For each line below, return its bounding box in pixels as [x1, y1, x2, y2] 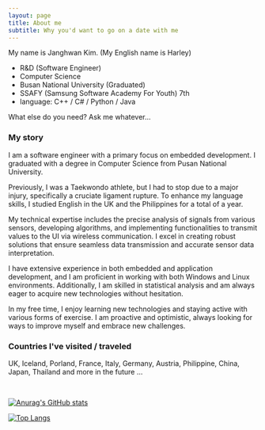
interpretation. [8, 248, 55, 257]
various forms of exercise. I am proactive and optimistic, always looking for [8, 312, 253, 322]
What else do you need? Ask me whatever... [8, 112, 152, 122]
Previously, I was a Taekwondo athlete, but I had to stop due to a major [8, 182, 239, 192]
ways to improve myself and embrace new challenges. [8, 321, 186, 330]
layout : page [8, 11, 51, 20]
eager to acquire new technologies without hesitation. [8, 288, 184, 298]
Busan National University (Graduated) [19, 80, 146, 89]
